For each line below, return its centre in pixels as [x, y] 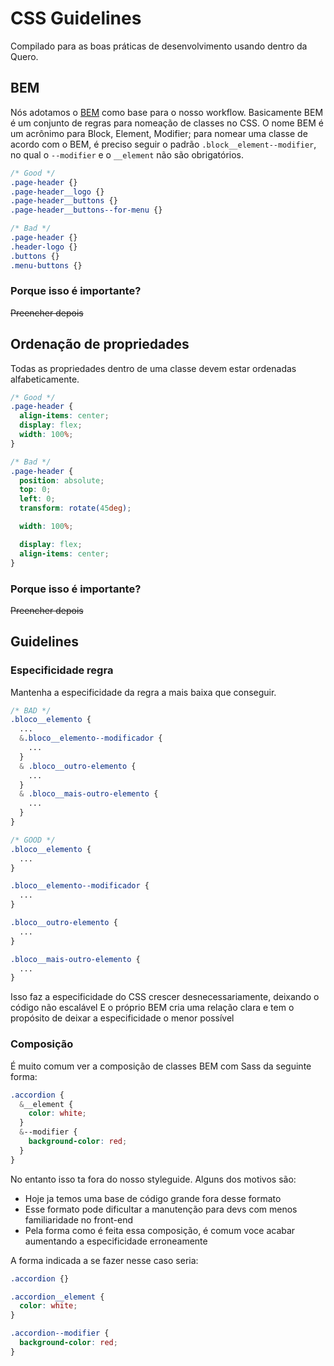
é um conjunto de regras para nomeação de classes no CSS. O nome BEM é [167, 123]
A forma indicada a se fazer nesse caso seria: [104, 1260]
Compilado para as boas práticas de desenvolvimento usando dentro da [159, 46]
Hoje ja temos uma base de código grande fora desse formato [153, 1198]
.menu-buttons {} [46, 265]
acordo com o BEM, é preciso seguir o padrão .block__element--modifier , [163, 144]
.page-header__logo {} [57, 192]
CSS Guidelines [76, 18]
